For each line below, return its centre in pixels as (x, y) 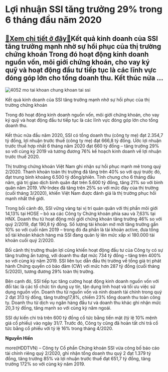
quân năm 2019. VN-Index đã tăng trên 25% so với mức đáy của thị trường (82, 188)
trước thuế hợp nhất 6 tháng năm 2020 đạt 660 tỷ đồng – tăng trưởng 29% (82, 146)
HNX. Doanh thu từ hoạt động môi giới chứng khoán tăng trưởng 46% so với (83, 219)
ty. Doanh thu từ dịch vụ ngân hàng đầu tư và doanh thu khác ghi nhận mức (83, 303)
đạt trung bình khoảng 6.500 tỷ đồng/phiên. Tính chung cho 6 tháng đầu (80, 177)
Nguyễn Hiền (19, 338)
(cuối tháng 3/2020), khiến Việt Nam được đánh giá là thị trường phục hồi (81, 193)
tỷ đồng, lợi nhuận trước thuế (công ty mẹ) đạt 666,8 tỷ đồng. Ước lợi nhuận (83, 140)
